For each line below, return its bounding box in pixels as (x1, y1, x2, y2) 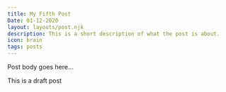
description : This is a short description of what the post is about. (7, 30, 220, 38)
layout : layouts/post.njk (7, 23, 84, 30)
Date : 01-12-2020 (7, 17, 59, 24)
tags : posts (7, 43, 43, 50)
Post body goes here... (7, 63, 74, 71)
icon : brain (7, 37, 43, 44)
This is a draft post (7, 76, 62, 85)
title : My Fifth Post (7, 10, 72, 18)
